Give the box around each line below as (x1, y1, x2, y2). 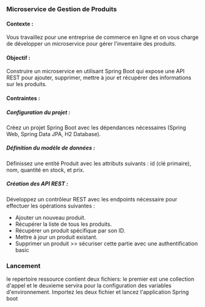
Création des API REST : (6, 180, 68, 187)
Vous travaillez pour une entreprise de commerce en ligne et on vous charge (6, 34, 199, 41)
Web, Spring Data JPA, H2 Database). (6, 130, 101, 137)
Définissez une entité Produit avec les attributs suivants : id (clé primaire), (6, 159, 192, 167)
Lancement (6, 261, 41, 270)
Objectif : (6, 54, 31, 61)
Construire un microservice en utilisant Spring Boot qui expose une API (6, 68, 185, 75)
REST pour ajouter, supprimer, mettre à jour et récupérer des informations (6, 74, 192, 81)
